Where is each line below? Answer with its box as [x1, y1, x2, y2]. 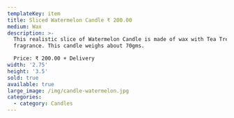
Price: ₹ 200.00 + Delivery [13, 55, 95, 62]
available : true [7, 81, 54, 87]
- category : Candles [13, 100, 73, 108]
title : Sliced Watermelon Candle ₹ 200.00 [7, 17, 132, 24]
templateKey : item [7, 10, 61, 17]
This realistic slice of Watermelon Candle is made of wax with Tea [13, 36, 217, 43]
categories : [7, 94, 42, 101]
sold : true [7, 74, 39, 81]
